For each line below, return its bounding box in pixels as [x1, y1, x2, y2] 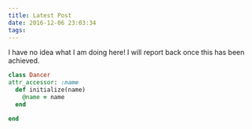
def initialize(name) [15, 86, 86, 94]
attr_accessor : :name [8, 79, 79, 87]
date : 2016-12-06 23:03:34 [8, 19, 97, 27]
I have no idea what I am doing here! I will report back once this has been [8, 48, 245, 57]
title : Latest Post [8, 11, 72, 20]
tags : [8, 26, 26, 34]
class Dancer [8, 72, 51, 79]
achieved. [8, 56, 40, 65]
